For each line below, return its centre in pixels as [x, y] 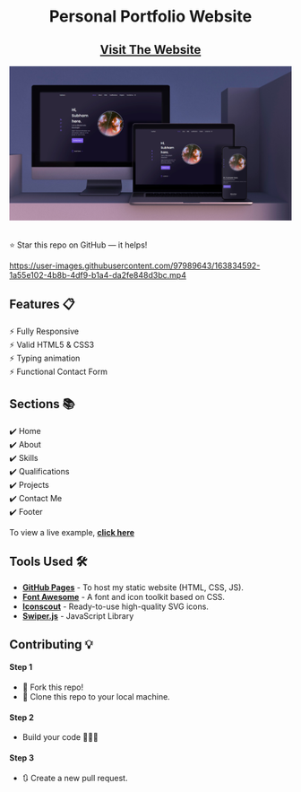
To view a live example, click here [72, 532]
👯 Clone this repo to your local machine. [96, 696]
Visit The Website [150, 50]
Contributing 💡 [52, 644]
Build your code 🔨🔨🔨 [60, 737]
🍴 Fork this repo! [52, 687]
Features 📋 [42, 305]
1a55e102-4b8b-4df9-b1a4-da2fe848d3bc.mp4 [98, 274]
